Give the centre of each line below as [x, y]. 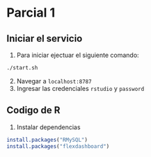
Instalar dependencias [48, 127]
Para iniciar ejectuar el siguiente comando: [78, 55]
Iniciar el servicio [45, 39]
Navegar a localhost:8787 [54, 81]
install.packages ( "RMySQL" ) [47, 140]
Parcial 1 [31, 13]
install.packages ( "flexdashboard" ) [58, 146]
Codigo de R [33, 110]
